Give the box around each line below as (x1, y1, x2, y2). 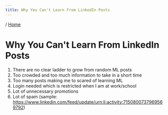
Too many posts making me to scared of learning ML (12, 77, 123, 84)
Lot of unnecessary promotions (12, 88, 79, 94)
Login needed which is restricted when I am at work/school (12, 83, 137, 89)
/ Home (5, 21, 21, 27)
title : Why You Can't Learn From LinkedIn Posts (5, 7, 110, 13)
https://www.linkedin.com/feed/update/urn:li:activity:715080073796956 (12, 99, 163, 105)
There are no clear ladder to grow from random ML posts (12, 66, 132, 72)
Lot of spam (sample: (12, 93, 57, 99)
